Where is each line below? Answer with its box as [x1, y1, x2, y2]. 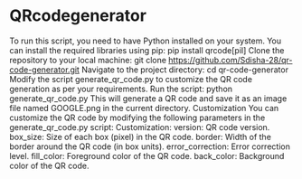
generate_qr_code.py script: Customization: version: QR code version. [9, 121, 270, 132]
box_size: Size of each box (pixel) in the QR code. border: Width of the [9, 131, 271, 142]
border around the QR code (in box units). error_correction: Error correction [9, 141, 291, 152]
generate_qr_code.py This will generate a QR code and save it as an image [9, 92, 288, 104]
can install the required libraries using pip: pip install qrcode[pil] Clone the [9, 44, 285, 55]
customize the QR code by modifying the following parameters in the [9, 112, 266, 123]
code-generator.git [9, 64, 80, 75]
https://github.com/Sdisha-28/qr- [168, 54, 293, 65]
